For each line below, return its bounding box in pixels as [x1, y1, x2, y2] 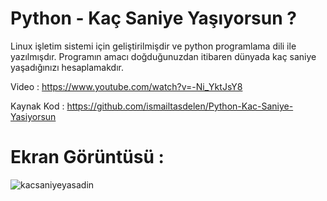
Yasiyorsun [10, 110, 57, 122]
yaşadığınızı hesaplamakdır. [10, 61, 124, 73]
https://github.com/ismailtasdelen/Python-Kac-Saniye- [66, 100, 294, 112]
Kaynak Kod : [10, 100, 65, 112]
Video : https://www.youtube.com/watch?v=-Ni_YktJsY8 [10, 80, 243, 92]
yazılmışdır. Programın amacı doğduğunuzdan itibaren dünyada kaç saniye [10, 50, 317, 62]
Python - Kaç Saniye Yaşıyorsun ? [10, 7, 297, 30]
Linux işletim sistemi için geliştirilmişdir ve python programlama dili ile [10, 40, 297, 52]
